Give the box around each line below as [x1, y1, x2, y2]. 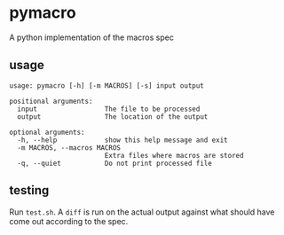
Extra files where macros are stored [104, 151, 244, 160]
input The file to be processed [17, 105, 201, 114]
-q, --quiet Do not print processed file [17, 159, 213, 168]
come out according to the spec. [9, 215, 129, 226]
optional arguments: [9, 128, 86, 137]
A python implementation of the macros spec [9, 32, 175, 43]
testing [9, 183, 50, 198]
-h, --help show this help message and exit [17, 136, 228, 145]
